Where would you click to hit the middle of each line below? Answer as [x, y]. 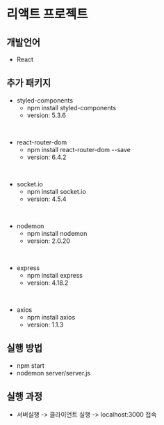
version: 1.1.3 [45, 325]
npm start [30, 365]
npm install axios [51, 317]
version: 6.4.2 [47, 157]
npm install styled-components [71, 107]
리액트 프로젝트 [47, 14]
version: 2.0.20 [49, 241]
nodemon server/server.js [54, 373]
